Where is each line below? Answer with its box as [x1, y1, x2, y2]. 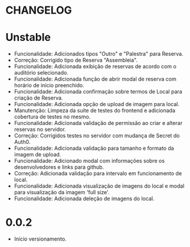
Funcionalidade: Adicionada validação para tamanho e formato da [14, 145, 175, 152]
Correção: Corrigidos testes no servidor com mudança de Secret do [14, 132, 180, 139]
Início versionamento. [14, 235, 67, 243]
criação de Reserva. [14, 94, 63, 101]
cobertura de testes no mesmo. [14, 113, 91, 120]
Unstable [5, 31, 51, 44]
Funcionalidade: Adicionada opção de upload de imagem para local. [14, 101, 179, 108]
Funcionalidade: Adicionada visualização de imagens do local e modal [14, 182, 185, 190]
